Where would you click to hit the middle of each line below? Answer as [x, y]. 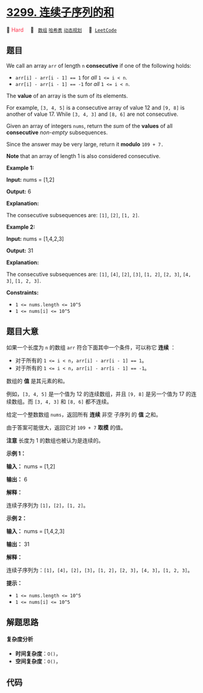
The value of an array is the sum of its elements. [67, 96]
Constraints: [23, 292]
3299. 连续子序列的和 [60, 13]
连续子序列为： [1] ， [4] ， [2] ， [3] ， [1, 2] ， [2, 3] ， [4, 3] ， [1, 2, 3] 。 [100, 570]
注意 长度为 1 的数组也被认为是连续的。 [55, 440]
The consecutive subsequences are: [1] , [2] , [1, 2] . [73, 215]
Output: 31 [20, 250]
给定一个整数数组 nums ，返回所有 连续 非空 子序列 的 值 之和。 [84, 414]
